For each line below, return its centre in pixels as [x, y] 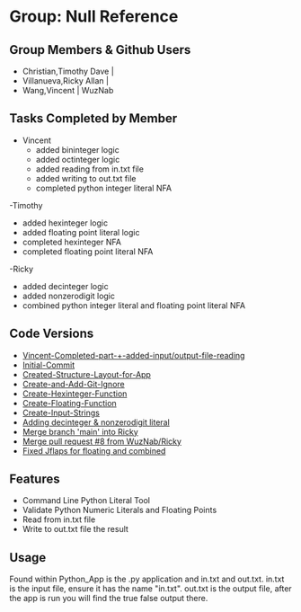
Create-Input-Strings [61, 412]
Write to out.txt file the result [75, 529]
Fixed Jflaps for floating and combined [94, 450]
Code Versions [52, 334]
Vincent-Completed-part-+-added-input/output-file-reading [133, 355]
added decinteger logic [66, 286]
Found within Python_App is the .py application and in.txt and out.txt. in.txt [147, 579]
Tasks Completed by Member [93, 119]
